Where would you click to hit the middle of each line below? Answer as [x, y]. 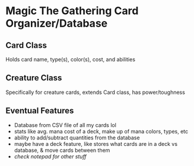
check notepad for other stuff [50, 156]
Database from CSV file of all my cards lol [65, 125]
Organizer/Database [57, 23]
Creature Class [34, 78]
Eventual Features [40, 111]
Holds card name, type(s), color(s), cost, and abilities [71, 59]
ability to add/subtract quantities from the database [77, 138]
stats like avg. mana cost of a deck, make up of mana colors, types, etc [101, 131]
